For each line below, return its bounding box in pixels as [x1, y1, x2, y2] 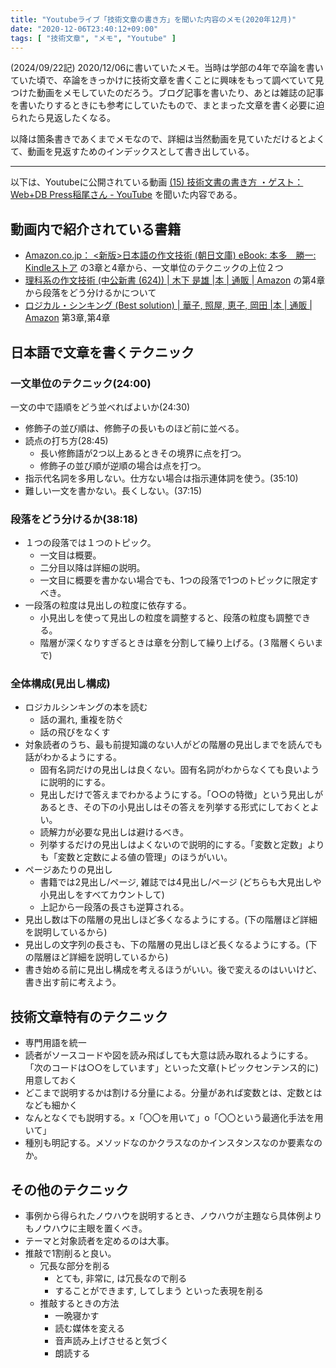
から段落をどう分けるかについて [24, 287, 157, 299]
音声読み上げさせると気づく [54, 1335, 170, 1347]
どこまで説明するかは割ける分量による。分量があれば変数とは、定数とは [24, 1087, 323, 1099]
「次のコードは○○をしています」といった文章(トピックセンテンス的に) [24, 1062, 319, 1074]
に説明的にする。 [39, 776, 111, 788]
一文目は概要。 [39, 549, 102, 561]
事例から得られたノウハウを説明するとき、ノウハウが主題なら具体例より [24, 1210, 323, 1222]
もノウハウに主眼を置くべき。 [24, 1222, 148, 1235]
